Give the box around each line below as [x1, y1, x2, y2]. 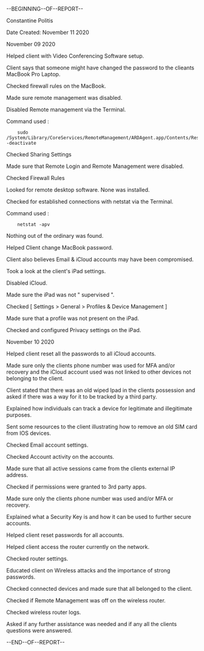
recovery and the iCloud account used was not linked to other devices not [6, 368, 191, 375]
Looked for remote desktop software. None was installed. [6, 186, 150, 193]
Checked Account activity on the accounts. [6, 453, 114, 460]
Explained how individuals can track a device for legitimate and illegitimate [6, 405, 192, 412]
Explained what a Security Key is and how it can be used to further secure [6, 513, 191, 520]
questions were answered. [6, 627, 73, 634]
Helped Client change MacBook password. [6, 244, 114, 251]
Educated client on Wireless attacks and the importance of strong [6, 567, 171, 574]
